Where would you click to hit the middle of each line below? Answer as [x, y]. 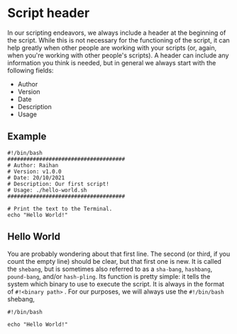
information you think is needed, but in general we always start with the [112, 62]
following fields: [31, 70]
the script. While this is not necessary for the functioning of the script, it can [119, 40]
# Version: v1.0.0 [34, 172]
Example [27, 137]
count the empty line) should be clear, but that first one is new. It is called [115, 261]
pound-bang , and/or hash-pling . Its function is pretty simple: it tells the [109, 276]
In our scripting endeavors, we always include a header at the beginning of [117, 33]
